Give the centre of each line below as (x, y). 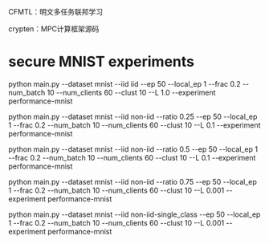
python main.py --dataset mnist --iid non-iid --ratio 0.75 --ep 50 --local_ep (132, 181)
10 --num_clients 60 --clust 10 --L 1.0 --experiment (131, 92)
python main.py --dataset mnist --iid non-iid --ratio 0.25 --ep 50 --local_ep (133, 116)
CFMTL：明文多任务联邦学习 (56, 12)
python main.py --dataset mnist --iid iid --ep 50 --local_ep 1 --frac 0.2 (124, 83)
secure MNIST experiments (102, 62)
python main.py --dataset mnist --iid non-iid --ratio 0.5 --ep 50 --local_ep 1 (133, 149)
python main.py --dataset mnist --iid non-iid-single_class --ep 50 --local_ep (134, 214)
